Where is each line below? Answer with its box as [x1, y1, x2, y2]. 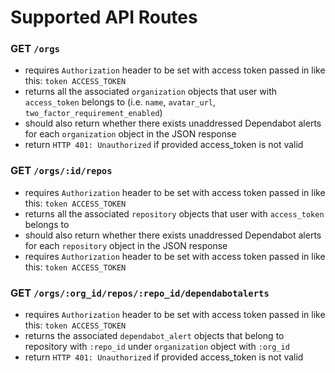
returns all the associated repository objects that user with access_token [24, 207, 325, 220]
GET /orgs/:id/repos [10, 164, 113, 178]
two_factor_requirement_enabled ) [24, 107, 163, 119]
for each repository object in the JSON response [24, 239, 228, 251]
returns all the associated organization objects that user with [24, 86, 278, 98]
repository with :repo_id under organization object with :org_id [24, 341, 290, 353]
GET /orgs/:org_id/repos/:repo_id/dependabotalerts [10, 286, 270, 300]
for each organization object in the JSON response [24, 128, 237, 140]
